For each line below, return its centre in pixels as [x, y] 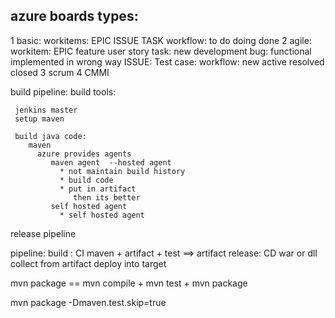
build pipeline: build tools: [63, 91]
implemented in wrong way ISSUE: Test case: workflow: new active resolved [167, 61]
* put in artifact [98, 189]
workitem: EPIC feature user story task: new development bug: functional [161, 51]
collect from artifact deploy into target [88, 263]
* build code [86, 180]
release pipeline [43, 233]
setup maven [39, 119]
